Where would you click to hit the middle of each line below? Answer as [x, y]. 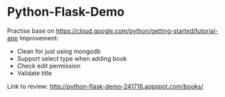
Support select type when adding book [72, 58]
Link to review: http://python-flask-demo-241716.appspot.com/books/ [105, 86]
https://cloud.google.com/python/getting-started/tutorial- [137, 31]
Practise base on [31, 31]
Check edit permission [49, 66]
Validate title [35, 73]
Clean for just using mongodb [59, 51]
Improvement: [39, 38]
